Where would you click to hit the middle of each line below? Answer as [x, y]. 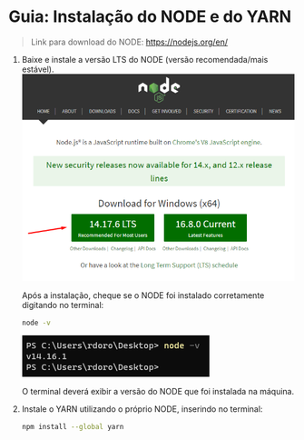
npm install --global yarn [73, 426]
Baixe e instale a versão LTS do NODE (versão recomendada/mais [145, 59]
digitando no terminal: [63, 305]
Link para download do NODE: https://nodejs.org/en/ [129, 42]
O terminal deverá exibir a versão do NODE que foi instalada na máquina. [158, 391]
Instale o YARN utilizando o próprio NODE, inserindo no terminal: [142, 409]
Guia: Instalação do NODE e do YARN [150, 17]
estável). [38, 69]
